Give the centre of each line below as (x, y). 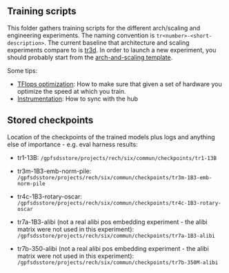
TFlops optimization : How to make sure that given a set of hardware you (119, 84)
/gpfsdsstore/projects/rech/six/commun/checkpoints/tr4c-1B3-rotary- (119, 203)
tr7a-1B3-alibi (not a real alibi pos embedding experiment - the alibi (112, 222)
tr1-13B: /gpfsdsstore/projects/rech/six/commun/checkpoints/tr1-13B (117, 157)
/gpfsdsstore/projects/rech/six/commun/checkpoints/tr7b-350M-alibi (118, 262)
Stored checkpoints (50, 120)
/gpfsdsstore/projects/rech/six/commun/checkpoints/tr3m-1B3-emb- (114, 178)
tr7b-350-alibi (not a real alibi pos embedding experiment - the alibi (113, 248)
